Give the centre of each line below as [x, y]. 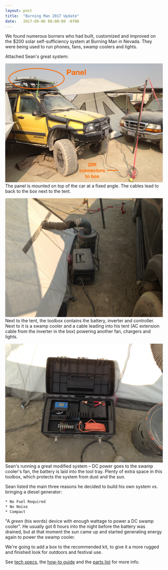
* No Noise [16, 507]
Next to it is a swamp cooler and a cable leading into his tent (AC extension [82, 326]
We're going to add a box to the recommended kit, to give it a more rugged [82, 547]
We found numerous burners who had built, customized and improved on [80, 36]
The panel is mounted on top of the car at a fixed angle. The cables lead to [82, 186]
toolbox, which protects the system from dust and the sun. [65, 477]
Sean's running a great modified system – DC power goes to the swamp [79, 466]
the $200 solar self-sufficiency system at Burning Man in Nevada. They [79, 41]
